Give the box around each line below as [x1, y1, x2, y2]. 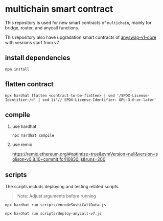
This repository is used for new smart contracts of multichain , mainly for [5, 20, 152, 25]
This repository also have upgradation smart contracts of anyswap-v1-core [5, 34, 157, 40]
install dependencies [5, 54, 70, 62]
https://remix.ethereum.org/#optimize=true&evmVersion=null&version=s [12, 151, 158, 157]
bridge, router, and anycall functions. [5, 25, 80, 30]
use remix [12, 142, 33, 147]
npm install [5, 67, 29, 72]
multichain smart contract [5, 3, 114, 15]
